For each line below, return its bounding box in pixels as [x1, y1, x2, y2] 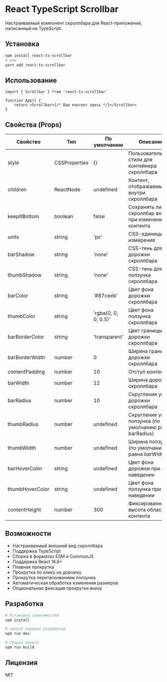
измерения [128, 237, 156, 243]
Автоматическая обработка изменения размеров [12, 580, 118, 586]
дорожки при [128, 465, 161, 472]
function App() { [5, 98, 41, 103]
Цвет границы [128, 327, 163, 334]
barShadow [7, 251, 35, 258]
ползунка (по [128, 418, 160, 424]
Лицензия [5, 659, 38, 667]
